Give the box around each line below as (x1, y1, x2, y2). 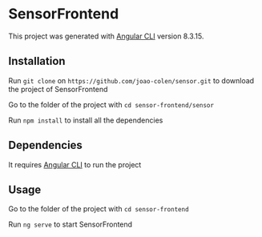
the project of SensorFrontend (8, 84, 108, 94)
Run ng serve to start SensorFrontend (8, 219, 133, 229)
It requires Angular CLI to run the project (8, 159, 142, 169)
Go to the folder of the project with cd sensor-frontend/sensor (8, 99, 215, 109)
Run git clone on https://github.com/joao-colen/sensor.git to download (8, 75, 255, 85)
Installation (8, 54, 66, 68)
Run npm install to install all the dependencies (8, 115, 163, 125)
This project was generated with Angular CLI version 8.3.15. (8, 31, 204, 41)
